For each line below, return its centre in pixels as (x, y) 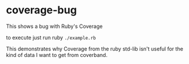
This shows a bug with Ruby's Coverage (55, 26)
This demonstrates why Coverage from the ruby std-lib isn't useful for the (95, 49)
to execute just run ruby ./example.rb (51, 37)
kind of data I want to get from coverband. (57, 55)
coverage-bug (41, 10)
